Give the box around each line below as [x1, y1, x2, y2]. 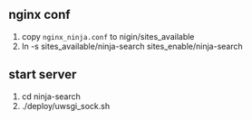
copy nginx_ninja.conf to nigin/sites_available [21, 31, 195, 42]
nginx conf [8, 7, 71, 23]
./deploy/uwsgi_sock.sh [21, 100, 111, 111]
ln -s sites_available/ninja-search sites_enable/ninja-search [21, 41, 243, 51]
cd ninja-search [21, 90, 81, 102]
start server [8, 67, 77, 82]
